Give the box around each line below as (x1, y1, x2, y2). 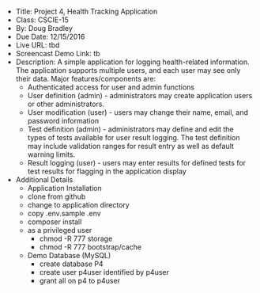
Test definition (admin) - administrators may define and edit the (27, 124, 235, 134)
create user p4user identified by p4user (39, 268, 170, 276)
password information (27, 116, 100, 125)
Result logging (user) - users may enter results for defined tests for (27, 158, 247, 167)
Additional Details (15, 175, 73, 185)
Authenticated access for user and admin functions (27, 82, 195, 92)
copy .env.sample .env (27, 209, 101, 218)
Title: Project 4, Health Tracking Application (15, 7, 158, 16)
